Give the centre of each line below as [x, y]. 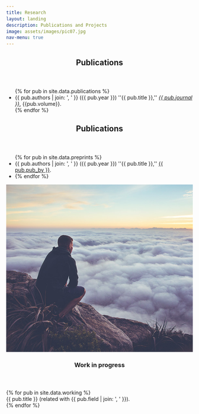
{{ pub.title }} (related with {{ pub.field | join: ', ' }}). [68, 399]
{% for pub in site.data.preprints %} [58, 157]
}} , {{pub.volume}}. [38, 103]
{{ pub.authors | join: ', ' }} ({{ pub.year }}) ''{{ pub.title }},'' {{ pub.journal [103, 97]
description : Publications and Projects [57, 25]
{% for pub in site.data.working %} [49, 393]
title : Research [26, 12]
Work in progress [99, 365]
